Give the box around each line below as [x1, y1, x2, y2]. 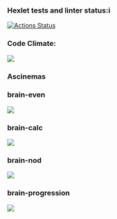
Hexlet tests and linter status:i [7, 6, 111, 15]
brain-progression [7, 188, 71, 198]
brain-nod [7, 156, 42, 165]
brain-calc [7, 122, 43, 132]
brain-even [7, 90, 46, 99]
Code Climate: [7, 39, 57, 49]
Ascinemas [7, 72, 46, 81]
